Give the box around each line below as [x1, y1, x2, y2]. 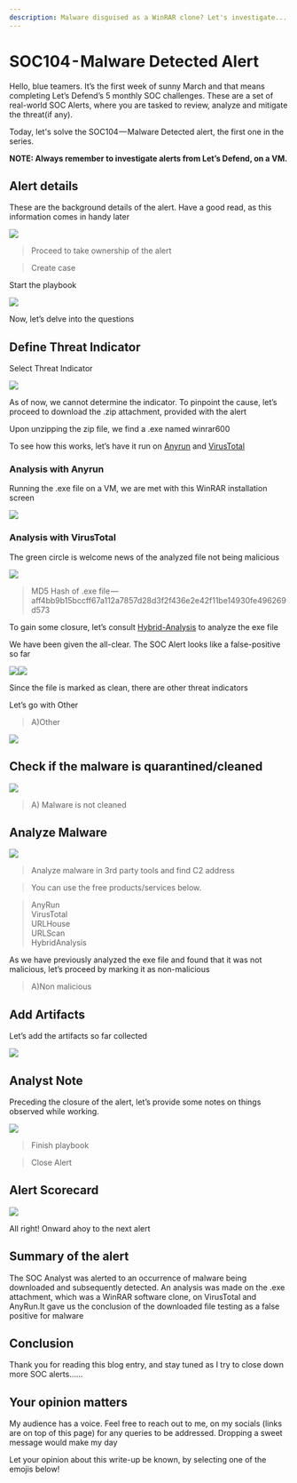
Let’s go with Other [9, 699, 79, 710]
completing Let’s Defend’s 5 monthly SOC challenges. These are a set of [9, 90, 274, 100]
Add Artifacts [9, 1007, 86, 1022]
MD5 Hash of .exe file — [30, 586, 119, 596]
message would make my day [9, 1437, 118, 1448]
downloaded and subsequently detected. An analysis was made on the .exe [9, 1281, 285, 1293]
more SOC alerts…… [9, 1369, 83, 1380]
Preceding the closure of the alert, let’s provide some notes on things [9, 1096, 262, 1107]
